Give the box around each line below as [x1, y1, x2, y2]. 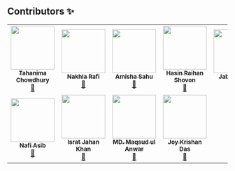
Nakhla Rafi [66, 73, 100, 80]
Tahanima [18, 69, 47, 77]
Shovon [173, 76, 196, 84]
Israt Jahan [67, 137, 100, 146]
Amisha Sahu [115, 73, 153, 80]
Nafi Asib [20, 141, 46, 149]
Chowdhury [16, 76, 50, 84]
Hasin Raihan [166, 69, 204, 77]
